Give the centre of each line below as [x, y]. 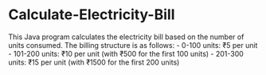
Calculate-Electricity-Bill [92, 15]
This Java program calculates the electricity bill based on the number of [126, 37]
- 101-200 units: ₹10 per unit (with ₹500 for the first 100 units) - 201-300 [126, 53]
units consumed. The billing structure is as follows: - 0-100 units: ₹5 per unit [133, 45]
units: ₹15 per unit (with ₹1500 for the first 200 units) [94, 62]
